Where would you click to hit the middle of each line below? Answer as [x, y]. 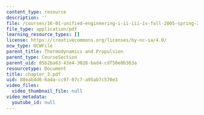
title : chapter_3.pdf [34, 74]
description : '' [27, 18]
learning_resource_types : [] [43, 35]
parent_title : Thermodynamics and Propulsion [65, 52]
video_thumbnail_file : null [47, 91]
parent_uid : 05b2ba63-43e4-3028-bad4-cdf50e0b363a [72, 63]
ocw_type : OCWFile [29, 46]
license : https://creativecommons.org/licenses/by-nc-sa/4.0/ [87, 40]
